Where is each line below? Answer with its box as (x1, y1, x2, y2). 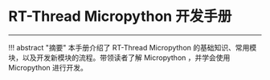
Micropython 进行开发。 (8, 62, 88, 72)
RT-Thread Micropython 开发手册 (8, 7, 232, 26)
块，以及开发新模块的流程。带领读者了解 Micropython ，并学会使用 (8, 53, 231, 62)
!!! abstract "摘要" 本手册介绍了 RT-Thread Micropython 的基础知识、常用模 (8, 42, 257, 52)
